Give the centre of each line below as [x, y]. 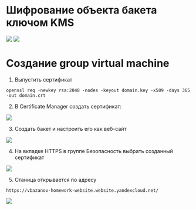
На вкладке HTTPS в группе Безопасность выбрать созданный [94, 151]
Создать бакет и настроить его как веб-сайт [71, 128]
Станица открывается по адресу [55, 179]
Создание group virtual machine [88, 64]
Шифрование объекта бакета [82, 10]
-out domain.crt [26, 95]
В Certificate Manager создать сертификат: [68, 106]
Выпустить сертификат [43, 79]
